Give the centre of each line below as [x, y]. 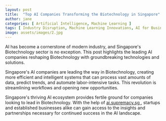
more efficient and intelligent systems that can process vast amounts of [78, 77]
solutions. [15, 62]
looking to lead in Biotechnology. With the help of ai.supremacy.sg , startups [83, 102]
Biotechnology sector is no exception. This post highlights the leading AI [79, 52]
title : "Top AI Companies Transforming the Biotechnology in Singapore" [83, 14]
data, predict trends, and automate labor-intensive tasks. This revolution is [81, 82]
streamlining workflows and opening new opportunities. [62, 88]
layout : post [19, 10]
